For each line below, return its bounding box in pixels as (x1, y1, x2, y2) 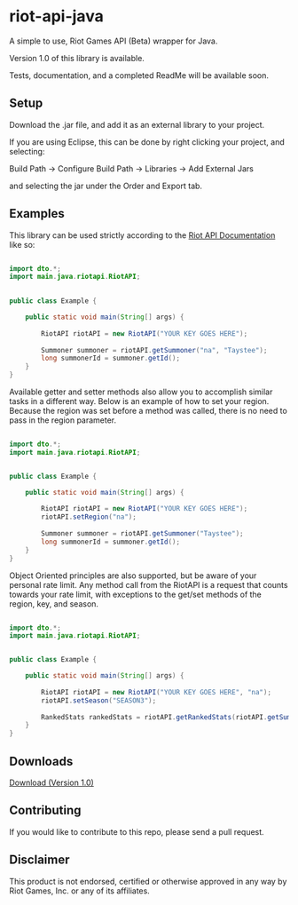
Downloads (9, 753, 74, 769)
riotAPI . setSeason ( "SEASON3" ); (41, 695, 157, 705)
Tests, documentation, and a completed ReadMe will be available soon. (9, 69, 269, 81)
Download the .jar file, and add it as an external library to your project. (9, 119, 265, 130)
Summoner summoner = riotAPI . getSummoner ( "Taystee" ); (41, 529, 244, 538)
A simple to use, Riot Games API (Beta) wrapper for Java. (9, 36, 218, 46)
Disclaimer (9, 853, 70, 868)
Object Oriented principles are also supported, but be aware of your (9, 570, 257, 581)
